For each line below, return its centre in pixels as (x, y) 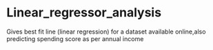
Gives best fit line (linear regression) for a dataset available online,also (106, 32)
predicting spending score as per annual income (75, 38)
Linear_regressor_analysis (84, 13)
